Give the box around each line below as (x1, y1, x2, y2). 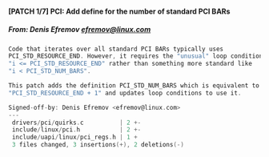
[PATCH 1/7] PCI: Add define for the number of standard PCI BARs (8, 6, 231, 16)
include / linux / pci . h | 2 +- (11, 126, 142, 134)
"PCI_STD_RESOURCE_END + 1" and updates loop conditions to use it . (8, 89, 242, 97)
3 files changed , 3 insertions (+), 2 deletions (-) (11, 141, 184, 149)
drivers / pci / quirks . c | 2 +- (11, 119, 142, 127)
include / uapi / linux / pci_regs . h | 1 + (11, 133, 138, 142)
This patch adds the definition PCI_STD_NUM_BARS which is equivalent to (8, 82, 260, 90)
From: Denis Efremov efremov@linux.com (8, 25, 151, 34)
